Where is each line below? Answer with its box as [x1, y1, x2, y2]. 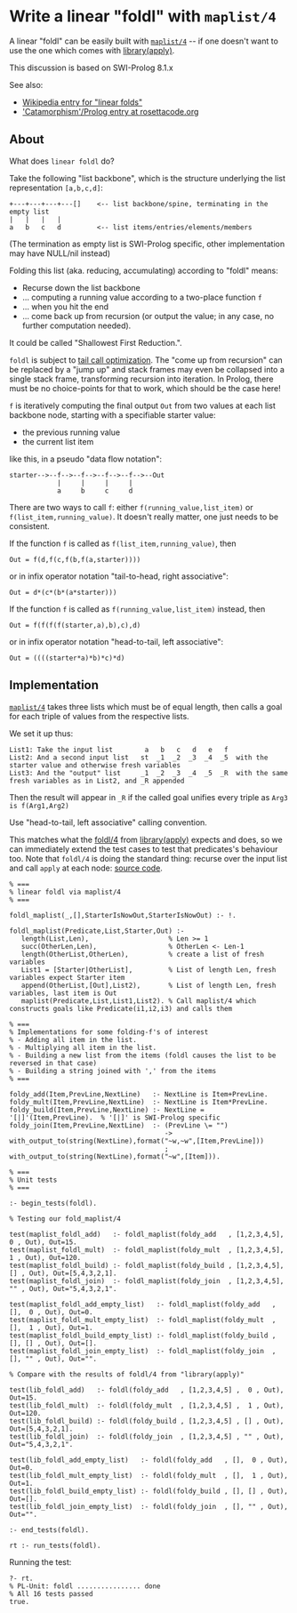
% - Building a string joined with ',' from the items [9, 1066, 217, 1075]
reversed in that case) [9, 1058, 98, 1068]
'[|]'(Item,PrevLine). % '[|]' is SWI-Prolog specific [9, 1113, 221, 1122]
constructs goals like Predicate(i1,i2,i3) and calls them [9, 1004, 233, 1013]
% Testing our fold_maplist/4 [9, 1214, 122, 1224]
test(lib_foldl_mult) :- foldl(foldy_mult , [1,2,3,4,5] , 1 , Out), [9, 1400, 285, 1410]
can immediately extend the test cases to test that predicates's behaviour [9, 843, 278, 855]
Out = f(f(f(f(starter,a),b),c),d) [9, 621, 141, 630]
